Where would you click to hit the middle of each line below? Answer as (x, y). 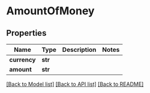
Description (79, 50)
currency (22, 60)
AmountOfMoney (50, 11)
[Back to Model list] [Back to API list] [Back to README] (75, 84)
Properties (26, 33)
